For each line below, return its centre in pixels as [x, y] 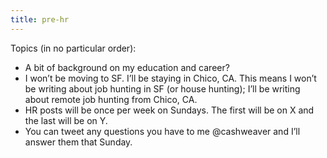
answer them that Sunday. [78, 142]
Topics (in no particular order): [73, 48]
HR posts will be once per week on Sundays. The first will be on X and [169, 110]
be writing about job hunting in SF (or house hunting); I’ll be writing [162, 88]
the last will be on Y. [66, 120]
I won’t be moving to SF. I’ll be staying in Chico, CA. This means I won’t [170, 78]
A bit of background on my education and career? [127, 67]
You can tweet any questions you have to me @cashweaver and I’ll [162, 131]
